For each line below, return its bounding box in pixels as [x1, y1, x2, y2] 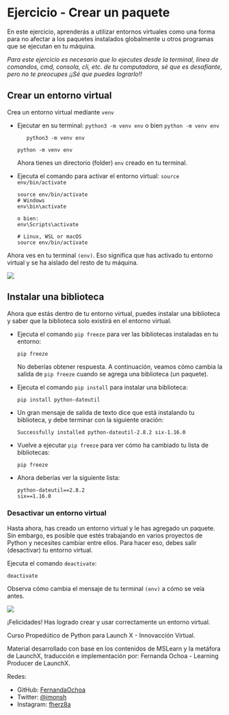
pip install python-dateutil [16, 396, 100, 403]
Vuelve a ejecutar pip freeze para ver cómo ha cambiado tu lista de [16, 441, 208, 449]
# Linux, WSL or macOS [16, 233, 82, 240]
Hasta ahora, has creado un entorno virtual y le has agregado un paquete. [7, 524, 215, 532]
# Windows [16, 197, 46, 204]
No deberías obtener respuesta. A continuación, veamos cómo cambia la [16, 362, 223, 371]
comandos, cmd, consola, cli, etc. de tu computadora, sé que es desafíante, [7, 62, 223, 71]
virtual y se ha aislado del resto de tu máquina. [7, 258, 139, 267]
